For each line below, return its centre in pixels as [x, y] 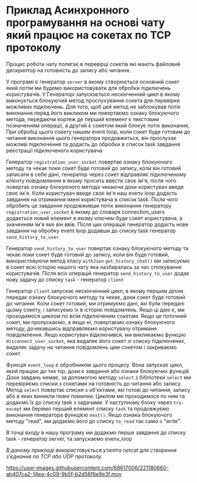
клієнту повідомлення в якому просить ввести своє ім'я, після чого [91, 181]
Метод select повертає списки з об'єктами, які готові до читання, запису [98, 389]
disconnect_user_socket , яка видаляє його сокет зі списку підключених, [96, 341]
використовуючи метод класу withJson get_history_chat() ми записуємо [98, 261]
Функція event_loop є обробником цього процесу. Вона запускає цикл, [95, 365]
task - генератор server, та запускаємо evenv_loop [69, 438]
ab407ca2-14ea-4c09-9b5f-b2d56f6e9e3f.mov [64, 474]
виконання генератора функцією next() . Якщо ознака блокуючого [89, 415]
